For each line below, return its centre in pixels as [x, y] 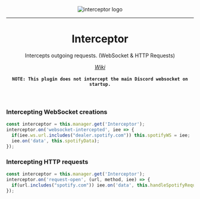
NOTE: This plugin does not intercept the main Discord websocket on [100, 79]
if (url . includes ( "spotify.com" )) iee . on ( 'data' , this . [81, 185]
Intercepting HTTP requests [47, 161]
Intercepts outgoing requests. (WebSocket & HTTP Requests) [100, 55]
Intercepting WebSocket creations [57, 111]
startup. [100, 84]
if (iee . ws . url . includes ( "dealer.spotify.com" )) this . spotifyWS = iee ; [101, 135]
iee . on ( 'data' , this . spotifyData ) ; [56, 141]
